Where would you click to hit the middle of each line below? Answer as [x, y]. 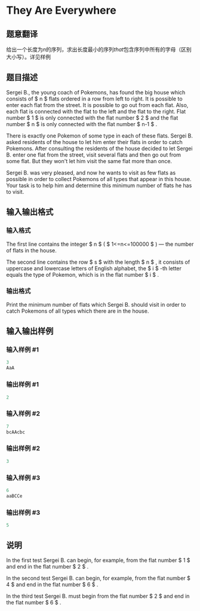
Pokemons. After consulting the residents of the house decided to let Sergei [99, 148]
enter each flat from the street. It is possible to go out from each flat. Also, [97, 105]
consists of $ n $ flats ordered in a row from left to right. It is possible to [95, 99]
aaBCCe [14, 496]
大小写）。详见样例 [28, 57]
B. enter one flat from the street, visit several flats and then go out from [93, 155]
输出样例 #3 [23, 512]
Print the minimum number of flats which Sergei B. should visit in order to [96, 304]
